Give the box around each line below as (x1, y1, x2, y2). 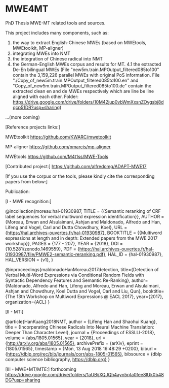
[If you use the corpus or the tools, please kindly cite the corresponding (5, 173, 155, 179)
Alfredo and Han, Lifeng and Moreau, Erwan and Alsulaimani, (32, 282, 160, 288)
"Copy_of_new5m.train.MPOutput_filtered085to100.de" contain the (12, 82, 152, 89)
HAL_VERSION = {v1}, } (5, 256, 53, 263)
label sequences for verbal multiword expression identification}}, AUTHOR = (5, 213, 164, 219)
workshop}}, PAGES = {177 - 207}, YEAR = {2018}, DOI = (5, 240, 123, 246)
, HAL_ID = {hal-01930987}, (105, 251, 163, 257)
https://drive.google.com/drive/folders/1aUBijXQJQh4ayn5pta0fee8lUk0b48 (5, 371, 164, 377)
